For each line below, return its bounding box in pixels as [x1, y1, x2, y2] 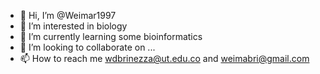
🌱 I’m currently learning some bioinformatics [19, 31, 203, 42]
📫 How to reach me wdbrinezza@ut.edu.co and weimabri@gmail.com [19, 53, 310, 64]
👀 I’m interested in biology [19, 20, 128, 32]
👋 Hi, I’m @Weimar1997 [19, 10, 117, 21]
